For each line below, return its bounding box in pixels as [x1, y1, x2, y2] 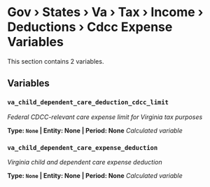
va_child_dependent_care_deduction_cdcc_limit [7, 99, 169, 106]
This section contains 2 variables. [7, 57, 104, 65]
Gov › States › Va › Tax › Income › [7, 4, 204, 20]
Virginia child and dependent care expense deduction [7, 158, 162, 166]
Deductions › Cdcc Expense [7, 19, 173, 35]
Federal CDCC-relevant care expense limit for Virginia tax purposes [7, 113, 203, 121]
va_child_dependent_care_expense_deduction [7, 144, 158, 151]
